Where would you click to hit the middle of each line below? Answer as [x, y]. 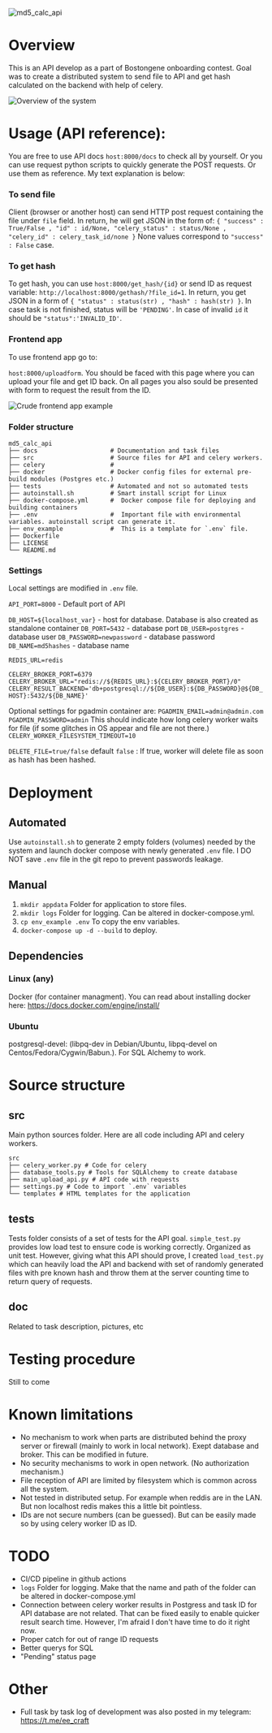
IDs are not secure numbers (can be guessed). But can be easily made [138, 1515]
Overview [42, 45]
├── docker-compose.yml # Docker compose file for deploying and [132, 501]
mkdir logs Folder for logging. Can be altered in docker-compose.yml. [138, 913]
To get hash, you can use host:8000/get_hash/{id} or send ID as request [130, 283]
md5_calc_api [30, 444]
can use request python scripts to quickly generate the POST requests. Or [132, 164]
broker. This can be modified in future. [84, 1454]
